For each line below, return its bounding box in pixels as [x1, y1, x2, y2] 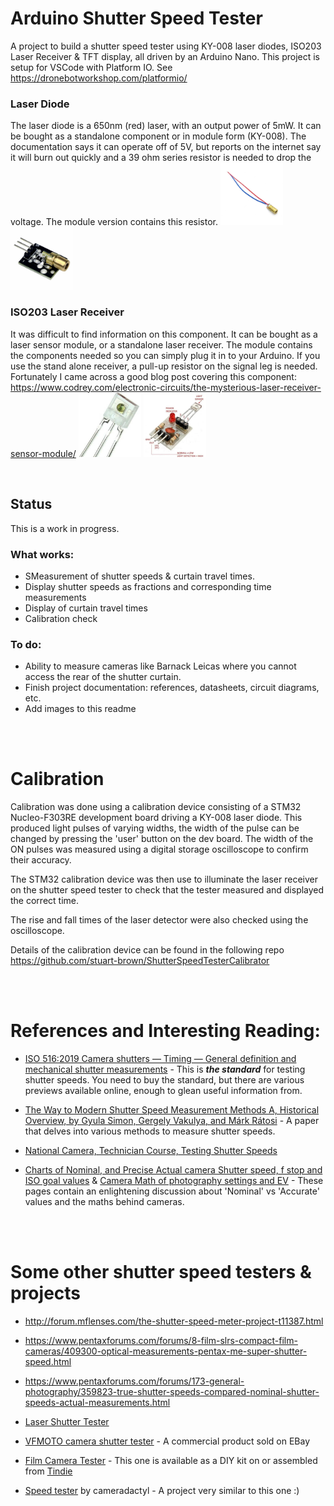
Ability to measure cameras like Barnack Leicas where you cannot [24, 660, 297, 672]
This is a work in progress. [10, 522, 120, 534]
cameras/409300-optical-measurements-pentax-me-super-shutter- [24, 1345, 308, 1357]
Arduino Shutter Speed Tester [10, 7, 263, 30]
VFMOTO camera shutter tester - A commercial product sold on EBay [24, 1435, 310, 1447]
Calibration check [24, 612, 98, 624]
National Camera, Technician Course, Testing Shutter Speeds [24, 1145, 278, 1157]
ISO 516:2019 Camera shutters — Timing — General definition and [24, 1053, 297, 1065]
